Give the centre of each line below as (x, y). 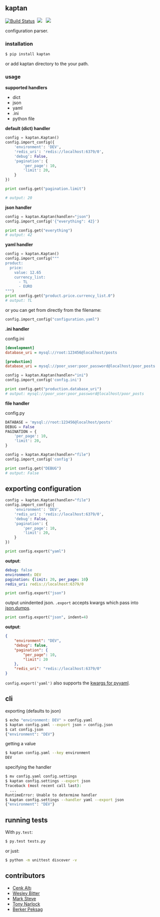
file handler (17, 403)
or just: (12, 851)
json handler (18, 207)
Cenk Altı (22, 888)
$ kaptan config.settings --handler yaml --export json (64, 800)
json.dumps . (18, 608)
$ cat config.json (24, 729)
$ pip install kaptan (28, 54)
